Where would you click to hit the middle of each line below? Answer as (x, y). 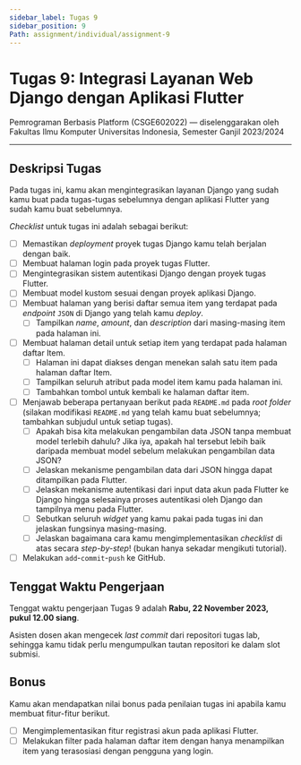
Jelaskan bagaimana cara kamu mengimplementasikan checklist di (159, 538)
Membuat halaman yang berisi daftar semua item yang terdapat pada (150, 303)
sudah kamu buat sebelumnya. (66, 209)
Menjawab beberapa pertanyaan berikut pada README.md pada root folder (156, 402)
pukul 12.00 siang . (44, 618)
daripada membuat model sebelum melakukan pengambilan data (155, 451)
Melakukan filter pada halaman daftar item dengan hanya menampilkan (153, 741)
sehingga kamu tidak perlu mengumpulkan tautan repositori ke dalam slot (145, 645)
